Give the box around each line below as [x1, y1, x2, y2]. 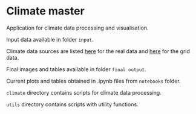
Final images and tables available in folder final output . [6, 65, 146, 73]
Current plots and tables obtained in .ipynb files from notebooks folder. [6, 77, 181, 84]
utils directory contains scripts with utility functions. [6, 101, 139, 108]
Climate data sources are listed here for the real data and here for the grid [6, 47, 191, 55]
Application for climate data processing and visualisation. [6, 24, 149, 31]
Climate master [6, 4, 85, 18]
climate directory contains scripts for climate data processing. [6, 89, 162, 96]
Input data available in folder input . [6, 36, 94, 43]
